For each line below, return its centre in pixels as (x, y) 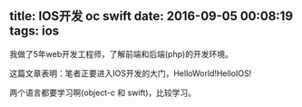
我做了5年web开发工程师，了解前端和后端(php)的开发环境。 (121, 53)
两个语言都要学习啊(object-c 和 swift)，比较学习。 (103, 92)
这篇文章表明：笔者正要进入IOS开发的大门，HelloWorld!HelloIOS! (131, 73)
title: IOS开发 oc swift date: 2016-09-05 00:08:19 (151, 16)
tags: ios (34, 31)
